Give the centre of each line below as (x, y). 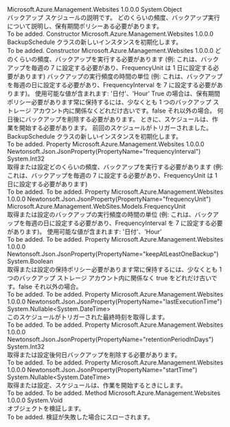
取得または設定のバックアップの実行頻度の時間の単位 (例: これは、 (101, 215)
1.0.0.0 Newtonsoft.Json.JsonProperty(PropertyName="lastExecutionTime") (115, 301)
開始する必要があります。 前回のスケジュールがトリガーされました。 (116, 128)
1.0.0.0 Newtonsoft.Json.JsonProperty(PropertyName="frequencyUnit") (109, 199)
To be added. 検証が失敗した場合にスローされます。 (81, 417)
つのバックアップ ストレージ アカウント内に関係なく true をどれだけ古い (109, 278)
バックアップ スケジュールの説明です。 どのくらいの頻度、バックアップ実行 (114, 18)
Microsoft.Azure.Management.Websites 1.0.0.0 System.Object (95, 9)
